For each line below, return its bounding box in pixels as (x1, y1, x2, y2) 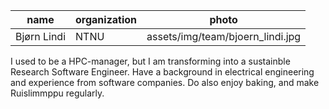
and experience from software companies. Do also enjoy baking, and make (10, 77, 320, 88)
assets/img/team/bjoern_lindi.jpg (146, 30, 302, 43)
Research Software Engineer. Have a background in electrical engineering (10, 66, 315, 78)
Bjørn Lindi (15, 30, 67, 43)
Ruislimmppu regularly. (10, 87, 105, 99)
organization (75, 13, 138, 26)
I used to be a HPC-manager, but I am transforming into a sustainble (10, 55, 291, 67)
